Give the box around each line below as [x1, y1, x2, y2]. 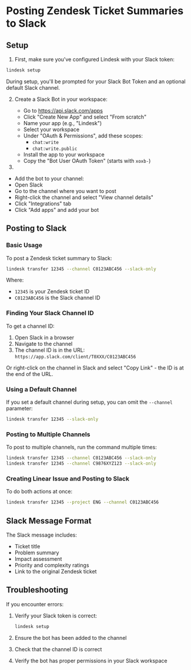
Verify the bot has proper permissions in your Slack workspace [14, 657, 167, 664]
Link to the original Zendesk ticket [14, 568, 97, 575]
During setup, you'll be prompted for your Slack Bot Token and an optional [6, 78, 186, 85]
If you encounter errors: [6, 600, 64, 607]
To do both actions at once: [6, 488, 73, 495]
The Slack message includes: [6, 531, 78, 538]
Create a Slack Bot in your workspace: [14, 96, 108, 103]
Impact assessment [14, 555, 62, 562]
